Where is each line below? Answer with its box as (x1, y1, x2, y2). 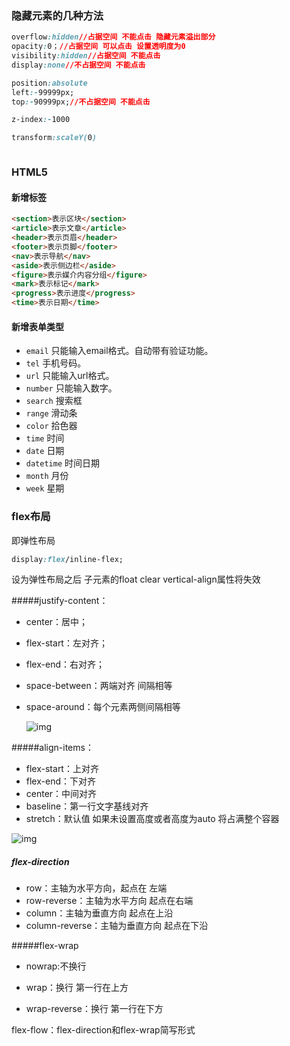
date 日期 (25, 445, 65, 457)
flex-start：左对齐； (25, 637, 108, 649)
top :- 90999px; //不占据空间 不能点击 (11, 97, 151, 107)
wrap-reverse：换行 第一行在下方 (25, 1003, 164, 1015)
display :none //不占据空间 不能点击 (11, 60, 146, 70)
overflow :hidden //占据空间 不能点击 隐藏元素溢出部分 (11, 32, 216, 42)
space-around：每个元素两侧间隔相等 (25, 701, 181, 713)
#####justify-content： (11, 595, 109, 607)
